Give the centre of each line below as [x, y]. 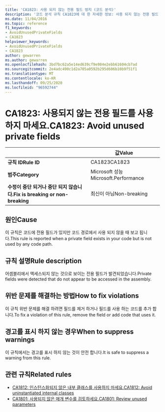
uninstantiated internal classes [43, 393]
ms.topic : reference [26, 23]
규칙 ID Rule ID [24, 162]
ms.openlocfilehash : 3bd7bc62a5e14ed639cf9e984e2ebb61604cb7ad [71, 64]
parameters [24, 404]
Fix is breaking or [34, 194]
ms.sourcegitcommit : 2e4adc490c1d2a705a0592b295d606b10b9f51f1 [71, 69]
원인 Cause [21, 220]
